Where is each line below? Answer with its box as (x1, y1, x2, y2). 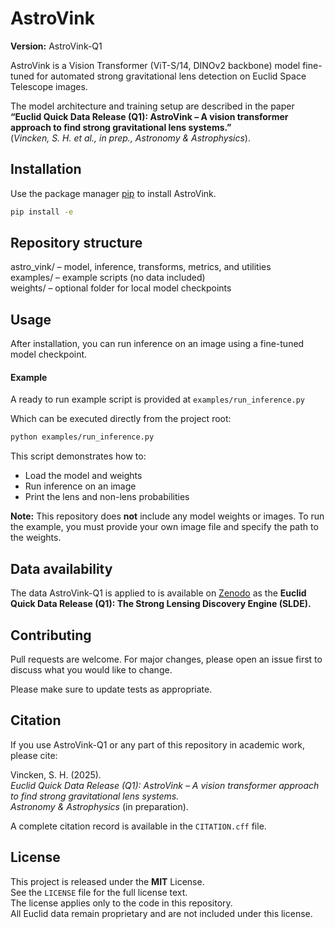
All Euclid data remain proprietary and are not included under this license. (10, 907, 313, 919)
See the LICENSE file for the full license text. (10, 886, 188, 898)
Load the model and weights (24, 470, 143, 482)
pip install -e (10, 207, 74, 217)
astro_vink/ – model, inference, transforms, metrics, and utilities (10, 261, 272, 273)
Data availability (10, 560, 113, 577)
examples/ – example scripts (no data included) (10, 272, 206, 284)
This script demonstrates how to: (10, 450, 147, 462)
